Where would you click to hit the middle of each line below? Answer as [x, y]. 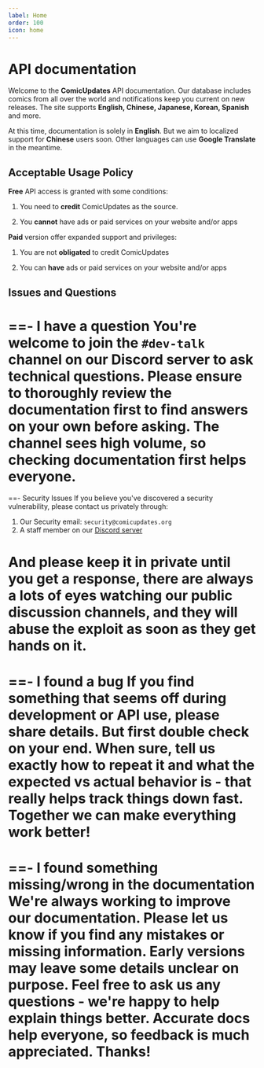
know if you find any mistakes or [116, 935]
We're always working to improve [119, 902]
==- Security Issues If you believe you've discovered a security [111, 498]
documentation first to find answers [128, 409]
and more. [25, 116]
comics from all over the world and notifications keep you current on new [127, 99]
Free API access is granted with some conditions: [88, 192]
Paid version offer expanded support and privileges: [92, 238]
